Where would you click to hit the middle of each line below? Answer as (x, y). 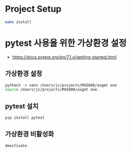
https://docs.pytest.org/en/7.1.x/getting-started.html (64, 57)
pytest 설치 (22, 106)
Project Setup (33, 9)
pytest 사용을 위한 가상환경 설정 (66, 43)
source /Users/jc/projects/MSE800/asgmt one (51, 90)
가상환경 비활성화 (30, 134)
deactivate (16, 146)
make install (18, 22)
